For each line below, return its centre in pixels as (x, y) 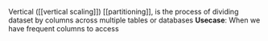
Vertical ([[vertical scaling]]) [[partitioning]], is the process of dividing (124, 12)
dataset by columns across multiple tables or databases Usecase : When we (134, 20)
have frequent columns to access (64, 29)
